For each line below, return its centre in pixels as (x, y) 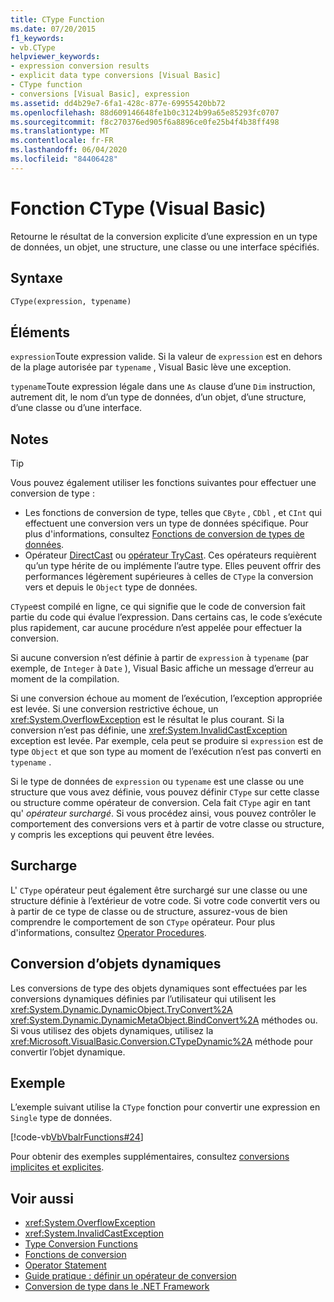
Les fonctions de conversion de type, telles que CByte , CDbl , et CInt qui (173, 512)
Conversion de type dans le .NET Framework (117, 1287)
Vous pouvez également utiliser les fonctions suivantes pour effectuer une (163, 482)
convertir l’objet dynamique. (68, 1052)
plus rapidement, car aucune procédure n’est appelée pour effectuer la (156, 627)
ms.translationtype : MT (60, 131)
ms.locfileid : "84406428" (64, 159)
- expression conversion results (80, 66)
